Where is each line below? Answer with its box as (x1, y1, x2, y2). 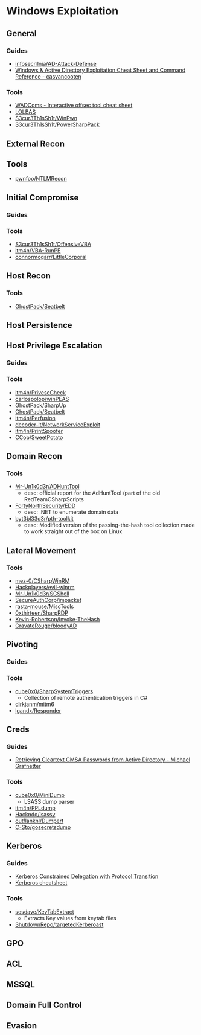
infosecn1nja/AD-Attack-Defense (14, 60, 97, 67)
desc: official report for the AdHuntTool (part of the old (24, 489, 161, 496)
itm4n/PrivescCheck (14, 388, 66, 396)
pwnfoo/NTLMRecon (14, 175, 68, 182)
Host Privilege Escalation (6, 341, 103, 351)
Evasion (6, 1021, 37, 1031)
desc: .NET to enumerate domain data (24, 508, 119, 516)
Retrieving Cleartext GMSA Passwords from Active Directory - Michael (14, 756, 190, 763)
